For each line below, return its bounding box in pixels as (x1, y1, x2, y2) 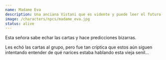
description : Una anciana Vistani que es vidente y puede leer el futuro (5, 12, 162, 17)
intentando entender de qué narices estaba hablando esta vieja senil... (5, 50, 149, 56)
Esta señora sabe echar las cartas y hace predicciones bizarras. (5, 35, 137, 41)
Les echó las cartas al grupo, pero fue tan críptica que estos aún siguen (5, 44, 153, 50)
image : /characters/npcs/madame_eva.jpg (5, 16, 90, 21)
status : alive (5, 21, 35, 26)
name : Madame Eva (5, 7, 41, 12)
